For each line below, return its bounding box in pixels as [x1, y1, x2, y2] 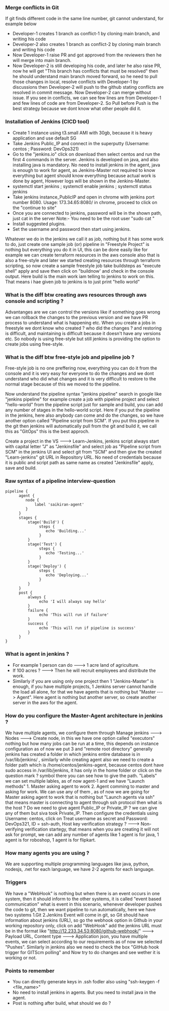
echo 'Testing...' [45, 551, 84, 556]
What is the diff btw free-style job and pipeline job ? [5, 353, 135, 360]
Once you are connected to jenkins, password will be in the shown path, [12, 210, 162, 216]
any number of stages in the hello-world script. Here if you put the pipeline [5, 407, 160, 413]
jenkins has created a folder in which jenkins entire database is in [5, 751, 140, 757]
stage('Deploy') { [27, 564, 66, 569]
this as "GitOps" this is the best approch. [5, 428, 90, 434]
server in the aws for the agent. [12, 700, 78, 706]
